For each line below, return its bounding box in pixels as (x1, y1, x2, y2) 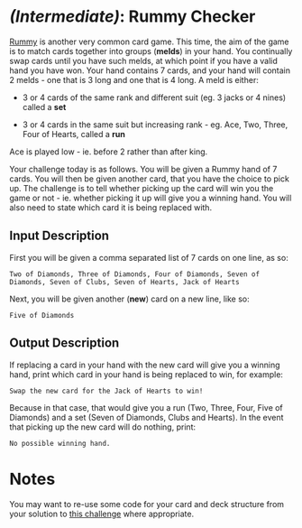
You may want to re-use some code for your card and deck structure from (9, 498, 285, 509)
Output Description (9, 336, 120, 351)
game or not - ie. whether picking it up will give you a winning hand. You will (9, 192, 292, 203)
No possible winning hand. (9, 439, 111, 448)
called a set (22, 101, 67, 112)
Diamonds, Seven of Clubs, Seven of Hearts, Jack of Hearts (9, 277, 241, 286)
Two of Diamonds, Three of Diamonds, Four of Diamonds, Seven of (9, 269, 260, 279)
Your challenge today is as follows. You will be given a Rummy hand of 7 (9, 163, 278, 174)
